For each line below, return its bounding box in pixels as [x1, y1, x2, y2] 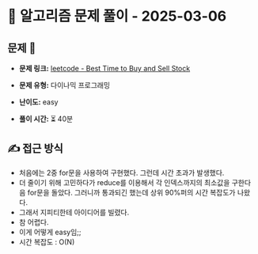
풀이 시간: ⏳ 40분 [18, 114, 74, 123]
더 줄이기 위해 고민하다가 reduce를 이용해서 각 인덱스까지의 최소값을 [18, 177, 230, 187]
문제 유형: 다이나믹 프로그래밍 [18, 81, 111, 89]
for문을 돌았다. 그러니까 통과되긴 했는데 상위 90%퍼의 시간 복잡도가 [27, 188, 236, 197]
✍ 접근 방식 [7, 142, 64, 155]
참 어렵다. [18, 217, 49, 226]
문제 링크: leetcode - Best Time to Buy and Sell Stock [18, 64, 191, 73]
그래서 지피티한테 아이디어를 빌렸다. [18, 207, 130, 217]
